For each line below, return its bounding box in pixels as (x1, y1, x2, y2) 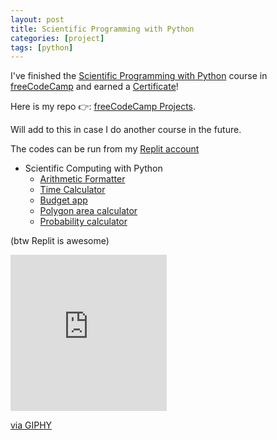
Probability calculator (39, 216, 128, 228)
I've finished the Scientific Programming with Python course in (10, 70, 268, 82)
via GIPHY (10, 419, 53, 431)
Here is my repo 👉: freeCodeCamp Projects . (10, 101, 197, 113)
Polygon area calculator (39, 205, 138, 217)
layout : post (10, 14, 65, 25)
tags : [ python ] (10, 42, 74, 53)
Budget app (39, 194, 88, 206)
